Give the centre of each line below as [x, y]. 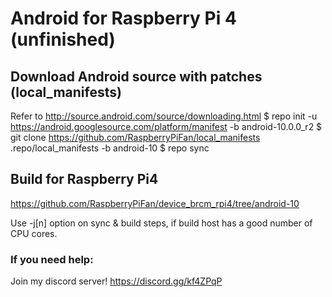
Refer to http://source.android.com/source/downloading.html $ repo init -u [164, 116]
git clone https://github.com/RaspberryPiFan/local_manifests [135, 137]
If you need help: [52, 259]
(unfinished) [63, 39]
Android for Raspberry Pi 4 [123, 18]
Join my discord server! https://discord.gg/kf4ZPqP [116, 281]
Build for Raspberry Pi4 [84, 179]
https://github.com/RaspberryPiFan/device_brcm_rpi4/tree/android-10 [155, 203]
